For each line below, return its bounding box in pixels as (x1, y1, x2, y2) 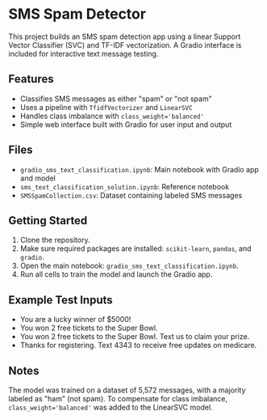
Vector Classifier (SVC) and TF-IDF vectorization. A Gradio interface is (8, 40, 242, 49)
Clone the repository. (19, 235, 90, 245)
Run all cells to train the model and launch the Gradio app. (19, 269, 213, 279)
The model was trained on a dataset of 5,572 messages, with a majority (8, 385, 246, 395)
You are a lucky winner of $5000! (19, 315, 131, 325)
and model (19, 173, 56, 183)
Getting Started (8, 214, 88, 227)
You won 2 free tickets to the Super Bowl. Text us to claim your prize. (19, 332, 250, 342)
